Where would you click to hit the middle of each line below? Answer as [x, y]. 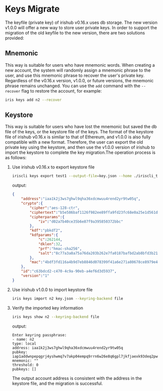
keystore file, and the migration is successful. [57, 383]
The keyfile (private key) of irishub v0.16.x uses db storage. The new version [81, 22]
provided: [15, 38]
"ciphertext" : [44, 212]
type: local [24, 344]
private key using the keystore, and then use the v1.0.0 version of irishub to [80, 148]
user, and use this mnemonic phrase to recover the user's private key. [75, 75]
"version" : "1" [35, 276]
